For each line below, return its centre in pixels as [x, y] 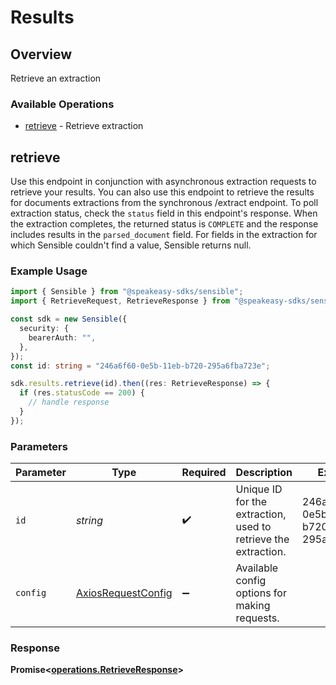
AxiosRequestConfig [124, 593]
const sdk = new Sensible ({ [69, 319]
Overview [41, 54]
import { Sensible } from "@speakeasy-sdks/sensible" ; [127, 292]
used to [253, 527]
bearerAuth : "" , [62, 337]
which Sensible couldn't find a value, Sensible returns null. [131, 245]
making [253, 606]
